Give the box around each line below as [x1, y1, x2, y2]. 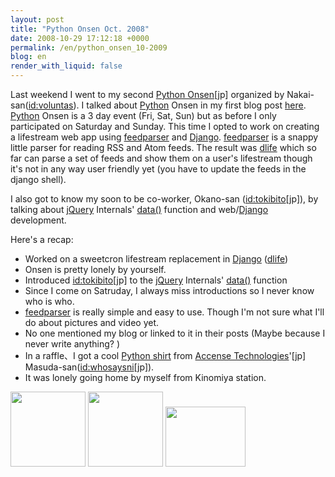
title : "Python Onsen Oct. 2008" [10, 24, 150, 34]
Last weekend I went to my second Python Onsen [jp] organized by [10, 89, 285, 100]
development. [10, 214, 67, 226]
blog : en [10, 52, 47, 62]
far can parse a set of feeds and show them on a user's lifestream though [10, 152, 313, 164]
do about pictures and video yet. [24, 317, 160, 328]
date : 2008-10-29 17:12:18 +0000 [10, 33, 150, 43]
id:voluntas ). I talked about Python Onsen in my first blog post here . [28, 99, 307, 111]
